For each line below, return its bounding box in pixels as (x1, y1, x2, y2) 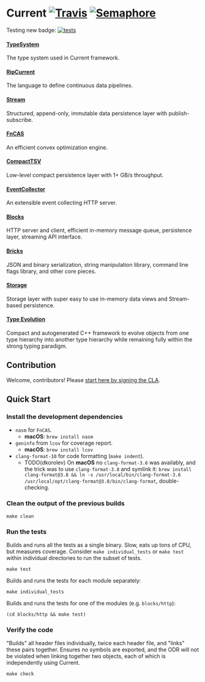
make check (6, 671, 34, 677)
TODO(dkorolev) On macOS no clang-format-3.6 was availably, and (24, 459, 196, 466)
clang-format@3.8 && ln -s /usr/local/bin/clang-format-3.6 (24, 472, 181, 478)
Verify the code (6, 626, 53, 634)
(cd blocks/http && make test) (6, 611, 86, 618)
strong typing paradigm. (6, 342, 67, 350)
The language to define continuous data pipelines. (6, 82, 133, 89)
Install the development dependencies (6, 413, 124, 421)
